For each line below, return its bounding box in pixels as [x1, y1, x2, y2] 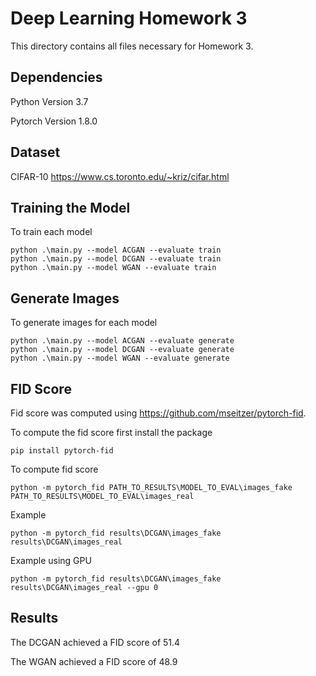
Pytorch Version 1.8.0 [10, 115, 98, 127]
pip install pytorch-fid [10, 446, 114, 456]
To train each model [10, 226, 93, 238]
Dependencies [10, 69, 103, 86]
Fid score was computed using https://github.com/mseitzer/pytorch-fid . [10, 407, 307, 419]
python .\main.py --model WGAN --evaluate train [10, 263, 217, 273]
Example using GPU [10, 555, 92, 566]
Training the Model [10, 199, 131, 216]
